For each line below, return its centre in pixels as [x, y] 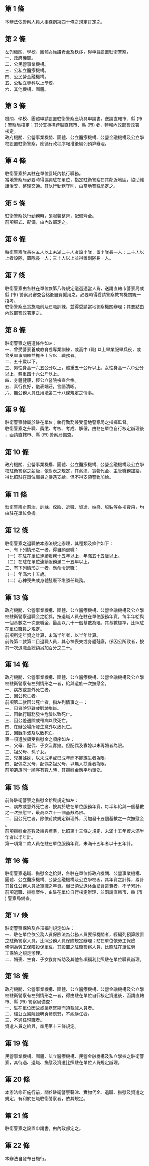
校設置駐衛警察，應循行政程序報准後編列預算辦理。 [57, 144]
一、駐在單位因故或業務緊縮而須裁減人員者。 [51, 1008]
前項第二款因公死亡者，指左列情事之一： [46, 702]
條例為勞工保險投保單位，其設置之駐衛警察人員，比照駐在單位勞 [70, 947]
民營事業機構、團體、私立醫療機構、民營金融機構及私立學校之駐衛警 [74, 1056]
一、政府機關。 [20, 58]
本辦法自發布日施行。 [27, 1158]
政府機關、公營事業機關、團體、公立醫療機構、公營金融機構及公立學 [74, 137]
